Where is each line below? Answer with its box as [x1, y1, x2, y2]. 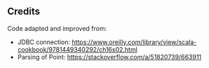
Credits [7, 6, 41, 18]
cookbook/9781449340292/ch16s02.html [17, 45, 138, 53]
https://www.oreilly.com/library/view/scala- [71, 38, 197, 46]
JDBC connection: [17, 38, 70, 46]
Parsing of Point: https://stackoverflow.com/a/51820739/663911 [17, 53, 202, 61]
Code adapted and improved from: [7, 24, 107, 32]
